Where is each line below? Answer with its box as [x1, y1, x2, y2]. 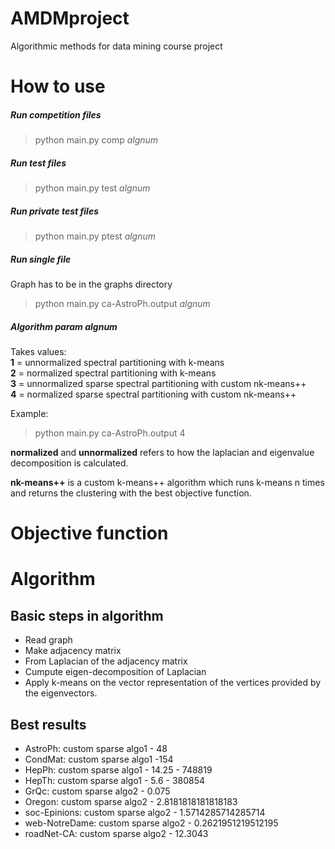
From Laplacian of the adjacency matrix [24, 655, 188, 667]
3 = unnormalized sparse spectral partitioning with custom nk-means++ [10, 377, 307, 389]
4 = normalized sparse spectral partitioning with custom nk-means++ [10, 388, 297, 400]
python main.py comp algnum [34, 134, 159, 146]
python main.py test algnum [34, 182, 151, 194]
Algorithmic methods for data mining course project [10, 40, 223, 52]
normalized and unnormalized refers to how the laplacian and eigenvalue [10, 446, 315, 458]
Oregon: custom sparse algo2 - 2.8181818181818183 [24, 795, 238, 807]
